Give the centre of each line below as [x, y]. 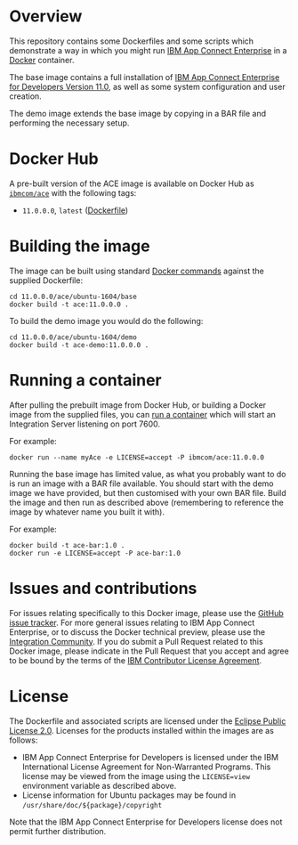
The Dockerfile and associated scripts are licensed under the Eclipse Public [148, 721]
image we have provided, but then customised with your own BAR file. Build [148, 492]
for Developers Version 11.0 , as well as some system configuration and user [148, 86]
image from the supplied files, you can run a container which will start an [142, 414]
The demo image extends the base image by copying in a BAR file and [138, 113]
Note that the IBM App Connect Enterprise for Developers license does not [146, 822]
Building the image [80, 246]
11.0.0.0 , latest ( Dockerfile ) [75, 210]
